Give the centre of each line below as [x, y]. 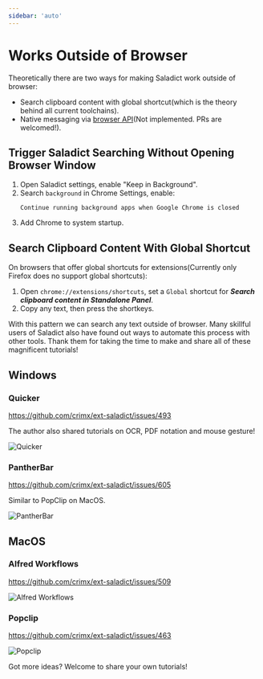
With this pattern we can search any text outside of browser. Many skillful [129, 324]
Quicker [24, 398]
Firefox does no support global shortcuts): [78, 276]
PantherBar [31, 467]
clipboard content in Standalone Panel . [87, 300]
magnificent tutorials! [43, 350]
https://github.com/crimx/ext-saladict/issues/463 [90, 636]
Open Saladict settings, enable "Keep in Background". [109, 185]
